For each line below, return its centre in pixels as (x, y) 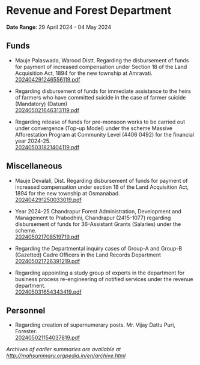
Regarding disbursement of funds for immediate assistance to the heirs (103, 91)
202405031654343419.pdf (48, 292)
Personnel (26, 310)
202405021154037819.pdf (47, 338)
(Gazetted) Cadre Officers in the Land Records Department (88, 255)
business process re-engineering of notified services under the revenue (104, 279)
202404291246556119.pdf (47, 79)
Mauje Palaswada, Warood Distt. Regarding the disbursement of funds (102, 60)
